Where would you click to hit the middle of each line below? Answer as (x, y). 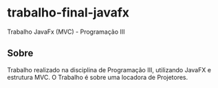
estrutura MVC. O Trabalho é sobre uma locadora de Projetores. (98, 77)
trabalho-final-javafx (68, 13)
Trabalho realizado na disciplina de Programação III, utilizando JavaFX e (109, 69)
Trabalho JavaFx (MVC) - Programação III (66, 32)
